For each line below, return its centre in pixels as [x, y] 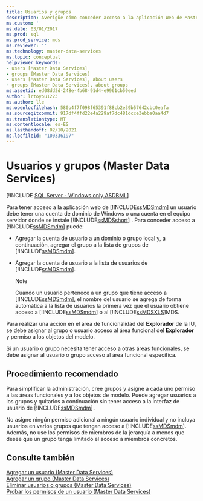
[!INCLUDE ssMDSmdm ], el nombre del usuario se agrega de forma [98, 299]
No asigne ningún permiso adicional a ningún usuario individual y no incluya [101, 419]
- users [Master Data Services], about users [64, 79]
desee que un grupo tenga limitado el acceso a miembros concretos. [92, 439]
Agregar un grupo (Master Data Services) [58, 479]
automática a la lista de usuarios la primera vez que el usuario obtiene [102, 305]
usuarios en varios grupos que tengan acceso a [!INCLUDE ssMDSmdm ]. [96, 426]
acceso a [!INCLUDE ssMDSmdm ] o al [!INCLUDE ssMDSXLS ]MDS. [97, 312]
